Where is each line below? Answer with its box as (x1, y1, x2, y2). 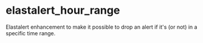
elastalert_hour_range (5, 4, 120, 17)
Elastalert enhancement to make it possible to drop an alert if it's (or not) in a (5, 23, 198, 30)
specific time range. (5, 29, 56, 36)
